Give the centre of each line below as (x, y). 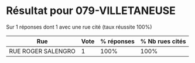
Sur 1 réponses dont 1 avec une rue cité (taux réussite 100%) (79, 27)
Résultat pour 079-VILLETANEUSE (91, 11)
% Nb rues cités (163, 41)
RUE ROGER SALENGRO (42, 51)
